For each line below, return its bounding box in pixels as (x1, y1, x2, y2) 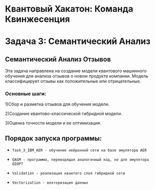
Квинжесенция (5, 14, 70, 25)
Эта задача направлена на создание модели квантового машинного (5, 68, 147, 74)
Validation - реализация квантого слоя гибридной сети (12, 171, 125, 176)
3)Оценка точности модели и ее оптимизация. (5, 120, 101, 126)
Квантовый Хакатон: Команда (5, 3, 133, 15)
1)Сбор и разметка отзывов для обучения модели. (5, 101, 110, 107)
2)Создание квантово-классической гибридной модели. (5, 111, 123, 117)
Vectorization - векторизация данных (12, 180, 89, 185)
